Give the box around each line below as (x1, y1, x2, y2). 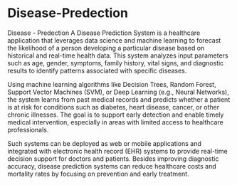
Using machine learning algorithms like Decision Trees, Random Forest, (7, 80, 216, 88)
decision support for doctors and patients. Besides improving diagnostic (7, 154, 219, 163)
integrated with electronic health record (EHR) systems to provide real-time (7, 147, 228, 155)
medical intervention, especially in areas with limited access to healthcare (7, 117, 224, 126)
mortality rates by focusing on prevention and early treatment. (7, 169, 190, 178)
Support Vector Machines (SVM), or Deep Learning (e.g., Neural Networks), (7, 88, 229, 96)
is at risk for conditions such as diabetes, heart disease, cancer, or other (7, 102, 220, 111)
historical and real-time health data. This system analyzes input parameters (7, 51, 229, 60)
